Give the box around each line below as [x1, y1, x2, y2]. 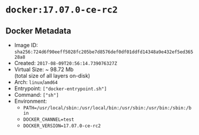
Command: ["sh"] [14, 91, 59, 98]
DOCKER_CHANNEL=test [23, 116, 74, 122]
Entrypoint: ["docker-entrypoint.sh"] [14, 85, 107, 92]
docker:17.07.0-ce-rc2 [5, 4, 118, 16]
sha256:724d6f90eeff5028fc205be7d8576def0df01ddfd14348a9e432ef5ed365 [14, 49, 194, 55]
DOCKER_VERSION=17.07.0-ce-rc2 [23, 123, 101, 129]
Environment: [14, 97, 47, 105]
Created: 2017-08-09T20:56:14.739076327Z [14, 60, 117, 66]
